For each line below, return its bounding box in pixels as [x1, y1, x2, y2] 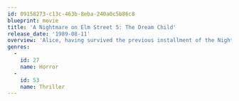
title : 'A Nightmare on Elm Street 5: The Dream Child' [7, 23, 176, 31]
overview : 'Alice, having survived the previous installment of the [7, 37, 215, 44]
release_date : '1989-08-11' [7, 30, 91, 38]
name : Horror [20, 63, 59, 70]
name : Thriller [20, 83, 65, 90]
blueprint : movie [7, 17, 59, 24]
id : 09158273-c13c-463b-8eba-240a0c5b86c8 [7, 10, 135, 18]
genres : [7, 43, 31, 51]
